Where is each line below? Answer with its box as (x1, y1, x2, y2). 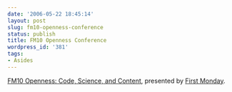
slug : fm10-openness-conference (7, 24, 104, 31)
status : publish (7, 30, 56, 38)
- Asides (7, 57, 34, 64)
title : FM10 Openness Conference (7, 37, 107, 44)
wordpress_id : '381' (7, 44, 69, 51)
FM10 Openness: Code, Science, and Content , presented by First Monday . (7, 76, 226, 85)
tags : (7, 51, 24, 58)
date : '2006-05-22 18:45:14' (7, 10, 94, 18)
